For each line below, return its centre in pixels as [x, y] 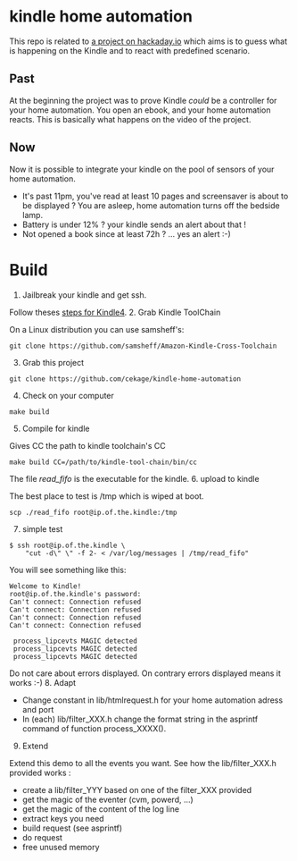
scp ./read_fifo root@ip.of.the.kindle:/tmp [93, 512]
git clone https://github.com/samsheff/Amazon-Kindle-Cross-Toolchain [143, 346]
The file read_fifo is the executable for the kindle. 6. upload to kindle [135, 478]
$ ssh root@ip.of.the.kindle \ [67, 545]
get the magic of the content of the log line [101, 809]
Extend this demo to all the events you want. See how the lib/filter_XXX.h [143, 763]
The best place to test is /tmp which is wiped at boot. [107, 496]
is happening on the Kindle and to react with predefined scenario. [130, 50]
